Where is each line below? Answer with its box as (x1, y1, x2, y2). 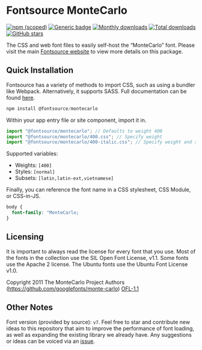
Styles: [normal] (14, 168, 55, 175)
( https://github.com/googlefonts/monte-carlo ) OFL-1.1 (6, 285, 139, 292)
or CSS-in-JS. (6, 193, 41, 200)
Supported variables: (6, 150, 58, 157)
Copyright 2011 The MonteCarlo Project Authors (6, 279, 125, 286)
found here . (6, 94, 35, 101)
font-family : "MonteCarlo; (11, 210, 79, 216)
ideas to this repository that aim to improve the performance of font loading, (6, 325, 194, 332)
